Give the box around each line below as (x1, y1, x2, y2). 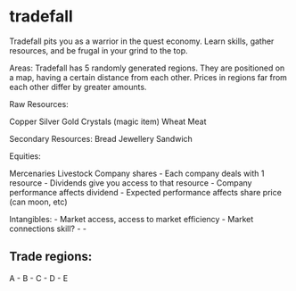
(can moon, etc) (9, 196, 69, 207)
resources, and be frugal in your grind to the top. (9, 45, 189, 55)
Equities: (9, 150, 42, 162)
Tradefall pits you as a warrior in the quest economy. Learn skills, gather (9, 36, 275, 46)
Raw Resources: (9, 98, 69, 109)
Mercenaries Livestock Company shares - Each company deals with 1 (9, 168, 265, 179)
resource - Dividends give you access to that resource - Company (9, 177, 252, 188)
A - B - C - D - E (9, 272, 69, 283)
